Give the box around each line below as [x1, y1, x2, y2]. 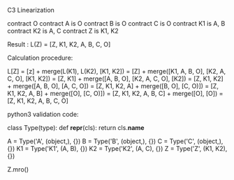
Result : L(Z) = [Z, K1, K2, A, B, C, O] [7, 40, 111, 48]
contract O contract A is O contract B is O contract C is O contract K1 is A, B [7, 19, 226, 27]
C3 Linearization [7, 6, 54, 14]
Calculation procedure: [7, 54, 73, 62]
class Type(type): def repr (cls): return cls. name [7, 124, 145, 131]
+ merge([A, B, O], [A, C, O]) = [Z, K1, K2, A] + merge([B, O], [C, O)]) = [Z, [7, 82, 219, 90]
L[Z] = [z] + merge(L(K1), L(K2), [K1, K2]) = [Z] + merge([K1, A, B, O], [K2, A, [7, 67, 226, 75]
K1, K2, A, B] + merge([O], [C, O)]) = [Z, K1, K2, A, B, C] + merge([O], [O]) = [7, 90, 224, 97]
